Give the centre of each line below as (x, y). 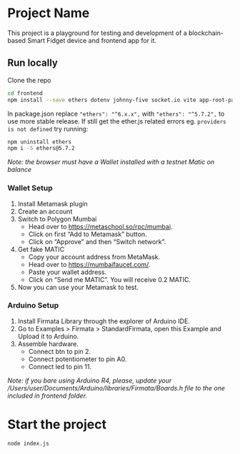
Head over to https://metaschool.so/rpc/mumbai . (100, 226)
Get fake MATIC (41, 249)
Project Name (49, 13)
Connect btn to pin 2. (60, 351)
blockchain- (206, 33)
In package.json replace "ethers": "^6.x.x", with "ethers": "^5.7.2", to (116, 113)
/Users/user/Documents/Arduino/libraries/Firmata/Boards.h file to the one (116, 388)
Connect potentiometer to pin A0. (77, 359)
